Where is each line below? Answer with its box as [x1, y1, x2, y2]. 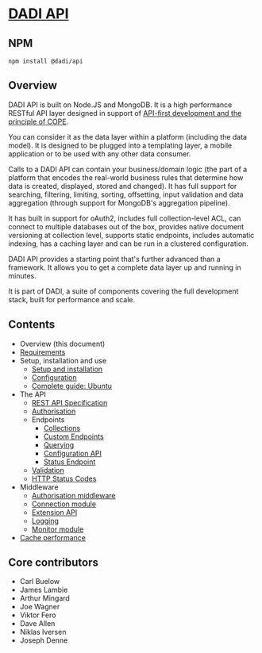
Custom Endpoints [43, 432, 105, 441]
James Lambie [19, 585, 68, 595]
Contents [8, 318, 56, 332]
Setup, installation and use [19, 355, 107, 365]
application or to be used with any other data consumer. [8, 148, 191, 159]
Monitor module [31, 524, 84, 534]
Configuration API [43, 448, 102, 458]
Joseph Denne [19, 636, 68, 645]
